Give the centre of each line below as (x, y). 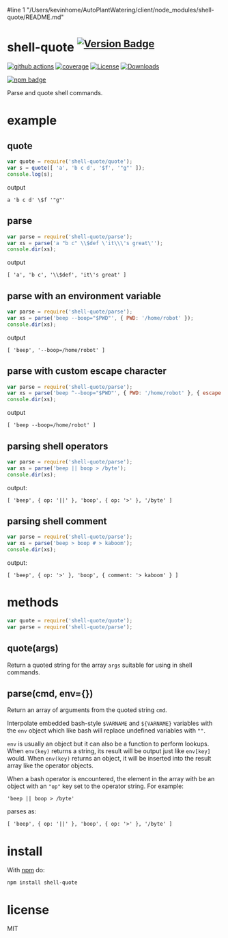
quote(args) (33, 649)
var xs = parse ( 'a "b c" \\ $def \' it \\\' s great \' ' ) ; (85, 243)
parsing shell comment (57, 521)
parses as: (22, 811)
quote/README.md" (35, 17)
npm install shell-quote (42, 883)
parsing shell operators (58, 446)
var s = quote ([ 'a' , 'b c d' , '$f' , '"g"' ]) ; (76, 168)
